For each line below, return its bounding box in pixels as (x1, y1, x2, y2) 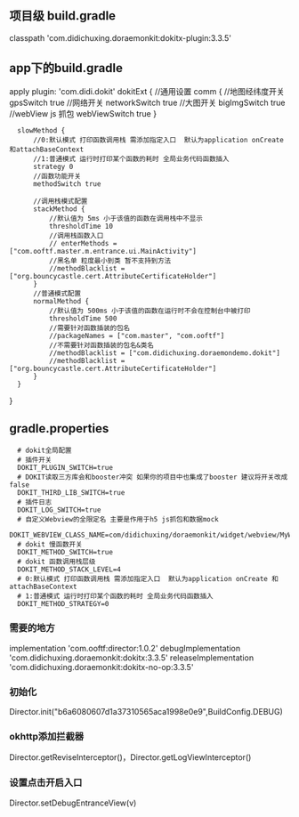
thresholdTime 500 (48, 314, 117, 323)
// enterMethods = (48, 239, 117, 247)
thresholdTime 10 (48, 222, 114, 231)
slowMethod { (17, 125, 66, 135)
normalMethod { (32, 296, 90, 305)
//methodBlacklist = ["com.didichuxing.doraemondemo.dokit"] (48, 348, 280, 358)
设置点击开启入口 (9, 777, 83, 789)
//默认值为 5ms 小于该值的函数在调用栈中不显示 (48, 214, 203, 222)
